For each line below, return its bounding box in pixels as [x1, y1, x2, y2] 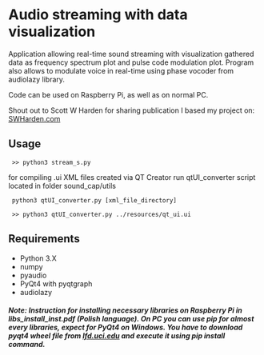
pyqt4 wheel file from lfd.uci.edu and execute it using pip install [8, 331, 226, 341]
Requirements [8, 232, 80, 245]
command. [8, 340, 46, 349]
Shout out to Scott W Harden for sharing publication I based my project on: [8, 106, 255, 115]
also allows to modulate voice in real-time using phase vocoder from [8, 66, 234, 75]
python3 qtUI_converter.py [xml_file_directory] [11, 196, 178, 205]
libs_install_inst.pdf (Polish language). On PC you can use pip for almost [8, 314, 254, 324]
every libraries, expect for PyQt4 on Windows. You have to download [8, 322, 243, 333]
